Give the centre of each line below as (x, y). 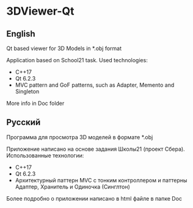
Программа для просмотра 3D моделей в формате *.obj (80, 137)
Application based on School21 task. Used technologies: (77, 60)
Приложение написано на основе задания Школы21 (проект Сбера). (96, 149)
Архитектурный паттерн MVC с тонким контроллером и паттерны (101, 180)
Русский (24, 122)
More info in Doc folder (35, 103)
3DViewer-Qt (40, 11)
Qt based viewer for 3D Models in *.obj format (64, 48)
